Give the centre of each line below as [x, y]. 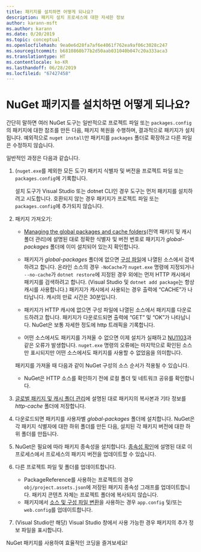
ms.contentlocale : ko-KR [37, 62]
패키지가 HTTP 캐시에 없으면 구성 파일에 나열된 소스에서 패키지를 [100, 310]
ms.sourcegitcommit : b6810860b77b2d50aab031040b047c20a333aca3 [87, 51]
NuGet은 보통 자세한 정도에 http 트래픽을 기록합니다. [93, 325]
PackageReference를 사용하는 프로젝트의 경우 [79, 480]
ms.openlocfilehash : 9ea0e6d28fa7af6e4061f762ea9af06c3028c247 [87, 46]
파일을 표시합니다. [42, 530]
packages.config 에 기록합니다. [51, 179]
